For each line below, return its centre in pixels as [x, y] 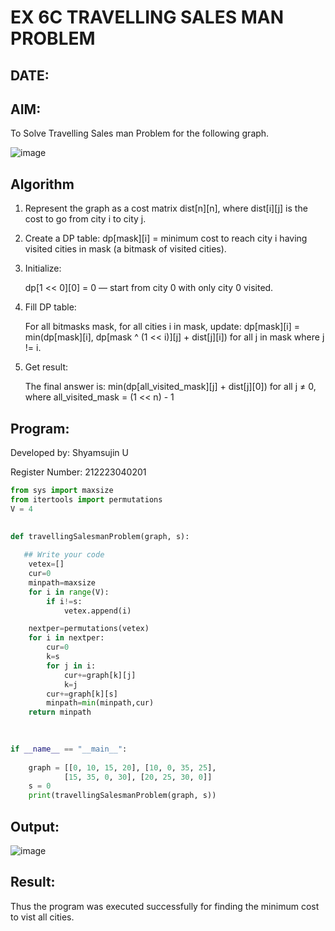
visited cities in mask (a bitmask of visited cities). [125, 249]
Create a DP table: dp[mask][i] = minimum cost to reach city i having [166, 238]
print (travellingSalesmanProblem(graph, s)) [122, 796]
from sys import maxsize [62, 491]
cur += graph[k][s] [82, 694]
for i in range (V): [69, 592]
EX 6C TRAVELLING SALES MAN [147, 17]
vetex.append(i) [97, 611]
